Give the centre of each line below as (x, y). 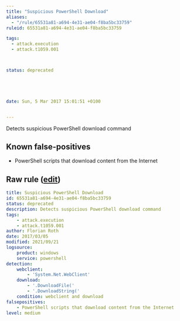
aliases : (17, 17)
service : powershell (42, 258)
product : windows (38, 253)
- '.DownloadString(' (54, 291)
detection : (19, 264)
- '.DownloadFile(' (51, 286)
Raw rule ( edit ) (33, 179)
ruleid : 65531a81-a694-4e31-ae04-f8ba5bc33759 (64, 28)
